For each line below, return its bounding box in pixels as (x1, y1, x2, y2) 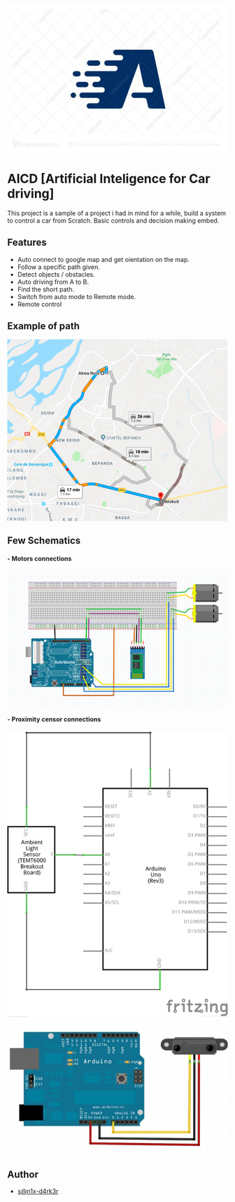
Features (7, 237, 47, 249)
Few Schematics (7, 534, 81, 546)
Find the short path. (17, 285, 75, 293)
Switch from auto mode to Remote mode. (17, 292, 136, 300)
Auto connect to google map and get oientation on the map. (17, 255, 190, 263)
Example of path (7, 320, 80, 332)
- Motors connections (7, 554, 72, 562)
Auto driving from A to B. (17, 277, 90, 286)
